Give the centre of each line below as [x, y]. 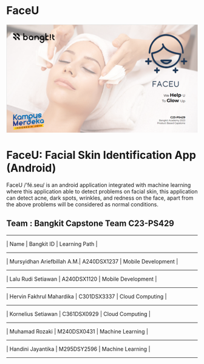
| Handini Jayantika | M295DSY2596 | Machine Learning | [78, 349]
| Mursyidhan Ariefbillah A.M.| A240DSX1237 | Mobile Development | [92, 261]
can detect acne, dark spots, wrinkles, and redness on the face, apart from [100, 198]
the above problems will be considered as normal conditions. [83, 204]
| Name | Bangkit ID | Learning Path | [52, 243]
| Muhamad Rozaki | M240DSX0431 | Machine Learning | [77, 331]
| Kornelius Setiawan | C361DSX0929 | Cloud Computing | [78, 313]
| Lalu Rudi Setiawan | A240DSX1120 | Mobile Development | [82, 279]
